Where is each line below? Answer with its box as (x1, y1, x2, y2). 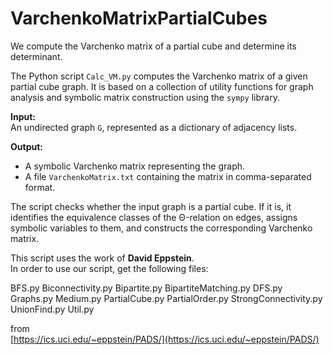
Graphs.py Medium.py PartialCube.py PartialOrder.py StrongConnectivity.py (10, 292, 323, 304)
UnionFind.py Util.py (10, 303, 95, 315)
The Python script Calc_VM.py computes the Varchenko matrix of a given (10, 70, 308, 82)
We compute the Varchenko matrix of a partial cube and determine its (10, 40, 297, 52)
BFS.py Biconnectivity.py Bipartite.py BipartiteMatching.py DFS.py (10, 282, 283, 294)
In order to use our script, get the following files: (10, 262, 209, 274)
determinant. (10, 50, 63, 62)
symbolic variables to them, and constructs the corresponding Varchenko (10, 222, 313, 234)
